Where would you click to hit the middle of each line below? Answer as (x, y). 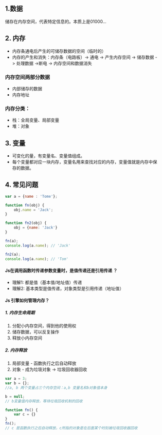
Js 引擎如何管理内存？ (27, 300)
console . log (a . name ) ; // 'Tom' (37, 259)
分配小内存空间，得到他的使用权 (44, 326)
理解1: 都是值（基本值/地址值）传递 (47, 282)
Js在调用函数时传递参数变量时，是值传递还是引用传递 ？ (61, 270)
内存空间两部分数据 (27, 77)
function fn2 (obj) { (26, 223)
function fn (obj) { (25, 205)
